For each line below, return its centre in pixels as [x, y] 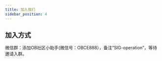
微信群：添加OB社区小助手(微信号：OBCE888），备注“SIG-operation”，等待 [81, 48]
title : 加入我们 [20, 10]
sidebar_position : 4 [26, 14]
